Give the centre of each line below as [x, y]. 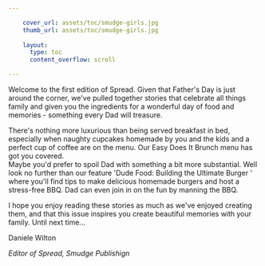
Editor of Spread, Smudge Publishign [69, 253]
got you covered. [36, 156]
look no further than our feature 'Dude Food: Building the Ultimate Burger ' [131, 173]
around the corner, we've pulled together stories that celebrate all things [127, 98]
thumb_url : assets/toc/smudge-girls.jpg [91, 30]
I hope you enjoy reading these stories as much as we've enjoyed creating [131, 205]
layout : [35, 45]
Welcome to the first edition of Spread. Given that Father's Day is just [122, 89]
